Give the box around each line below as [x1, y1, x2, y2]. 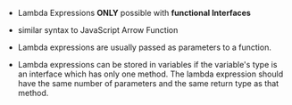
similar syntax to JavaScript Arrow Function [17, 25, 179, 35]
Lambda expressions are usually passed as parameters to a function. [17, 42, 272, 52]
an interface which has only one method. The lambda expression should [17, 69, 284, 79]
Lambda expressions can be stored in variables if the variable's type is [17, 60, 278, 69]
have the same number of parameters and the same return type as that [17, 78, 279, 88]
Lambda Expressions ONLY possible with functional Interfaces [17, 8, 252, 18]
